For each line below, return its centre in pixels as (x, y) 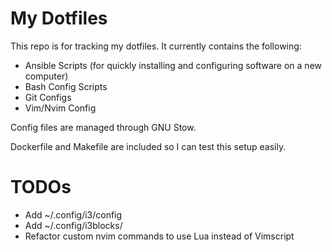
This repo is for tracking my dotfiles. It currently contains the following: (156, 46)
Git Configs (48, 97)
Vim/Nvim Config (60, 108)
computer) (46, 76)
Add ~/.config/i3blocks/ (73, 225)
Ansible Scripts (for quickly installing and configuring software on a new (173, 65)
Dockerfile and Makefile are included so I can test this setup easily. (148, 146)
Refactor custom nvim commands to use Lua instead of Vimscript (159, 236)
